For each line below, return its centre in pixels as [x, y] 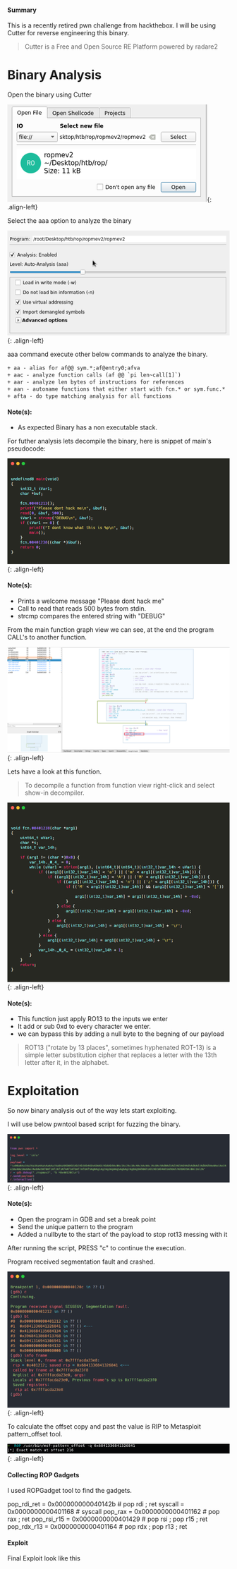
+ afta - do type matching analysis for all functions [90, 396]
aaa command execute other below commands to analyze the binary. [108, 354]
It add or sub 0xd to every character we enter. [84, 1027]
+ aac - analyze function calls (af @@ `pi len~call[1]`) [94, 375]
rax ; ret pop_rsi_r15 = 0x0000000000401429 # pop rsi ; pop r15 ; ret [108, 1519]
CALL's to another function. [47, 637]
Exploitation [43, 1091]
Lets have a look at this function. [55, 771]
